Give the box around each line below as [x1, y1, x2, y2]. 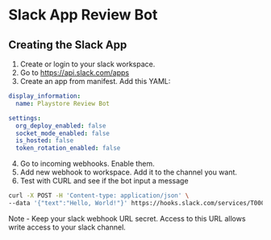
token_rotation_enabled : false [15, 144, 121, 153]
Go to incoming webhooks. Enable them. [19, 159, 155, 169]
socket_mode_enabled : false [15, 129, 110, 137]
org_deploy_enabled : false [15, 121, 106, 130]
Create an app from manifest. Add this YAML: [19, 77, 171, 86]
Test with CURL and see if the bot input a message [19, 176, 189, 186]
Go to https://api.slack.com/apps [19, 68, 130, 78]
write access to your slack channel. [8, 222, 127, 232]
